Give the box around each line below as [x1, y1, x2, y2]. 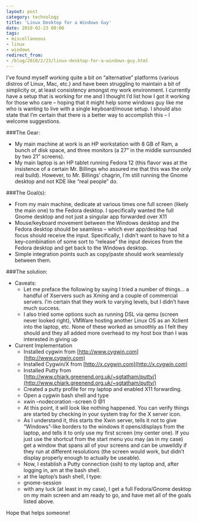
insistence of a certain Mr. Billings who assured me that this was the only [14, 165, 192, 172]
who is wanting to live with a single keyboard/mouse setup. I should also [6, 105, 182, 112]
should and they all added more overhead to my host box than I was [23, 329, 188, 336]
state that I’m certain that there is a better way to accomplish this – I [6, 111, 171, 118]
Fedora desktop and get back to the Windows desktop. [14, 244, 148, 251]
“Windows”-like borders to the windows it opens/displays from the [23, 423, 185, 430]
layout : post [6, 8, 38, 15]
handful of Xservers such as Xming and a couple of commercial [23, 292, 178, 299]
